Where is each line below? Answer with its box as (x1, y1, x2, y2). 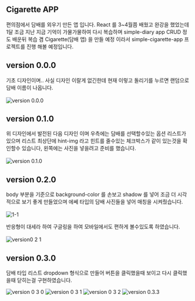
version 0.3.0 (6, 253, 56, 263)
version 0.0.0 (6, 60, 56, 70)
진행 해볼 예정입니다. (26, 43, 74, 50)
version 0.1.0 (6, 114, 54, 124)
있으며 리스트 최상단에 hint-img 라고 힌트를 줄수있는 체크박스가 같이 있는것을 (6, 137, 181, 144)
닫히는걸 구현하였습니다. (16, 277, 72, 284)
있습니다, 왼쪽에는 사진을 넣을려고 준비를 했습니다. (21, 145, 136, 152)
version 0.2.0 (6, 174, 56, 184)
